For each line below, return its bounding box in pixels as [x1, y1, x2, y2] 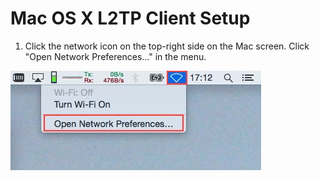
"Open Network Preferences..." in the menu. [24, 50, 207, 62]
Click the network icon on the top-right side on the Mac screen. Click [24, 40, 310, 52]
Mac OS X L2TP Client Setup [10, 7, 251, 30]
